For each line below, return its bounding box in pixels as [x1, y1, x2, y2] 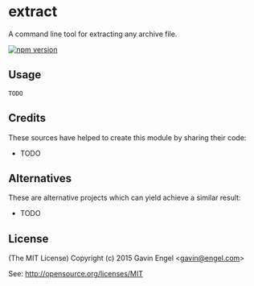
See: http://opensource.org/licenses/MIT [8, 269, 143, 279]
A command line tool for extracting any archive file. [8, 29, 178, 39]
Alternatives [8, 172, 72, 185]
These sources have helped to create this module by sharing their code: [8, 132, 247, 143]
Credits [8, 111, 47, 125]
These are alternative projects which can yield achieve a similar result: [8, 193, 241, 203]
